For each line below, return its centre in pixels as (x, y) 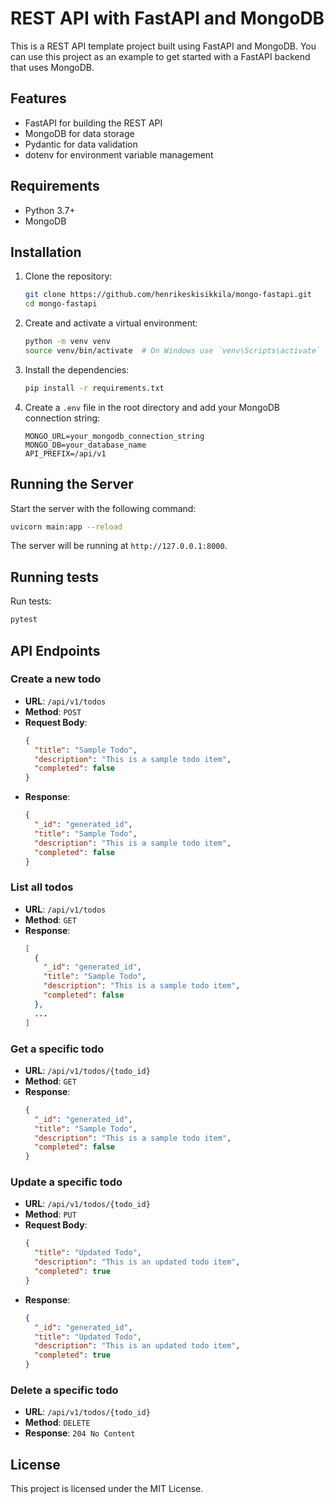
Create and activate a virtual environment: (111, 323)
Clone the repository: (68, 276)
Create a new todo (56, 679)
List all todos (42, 887)
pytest (24, 620)
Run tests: (31, 601)
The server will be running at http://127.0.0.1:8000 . (119, 546)
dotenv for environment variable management (119, 154)
